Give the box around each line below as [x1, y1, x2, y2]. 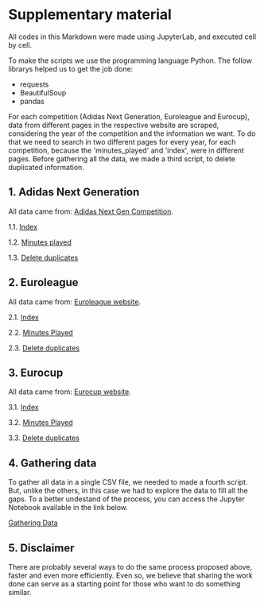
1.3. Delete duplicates [8, 253, 79, 262]
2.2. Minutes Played [8, 327, 73, 337]
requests [19, 79, 49, 89]
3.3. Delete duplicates [8, 433, 80, 443]
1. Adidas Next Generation [8, 185, 140, 199]
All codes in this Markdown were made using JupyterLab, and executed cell [8, 32, 257, 41]
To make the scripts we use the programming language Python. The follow [8, 56, 253, 65]
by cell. [8, 40, 33, 49]
